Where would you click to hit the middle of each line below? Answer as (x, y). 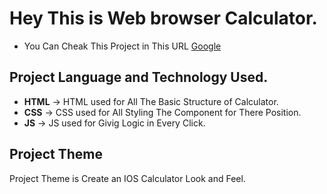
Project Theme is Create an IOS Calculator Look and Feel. (127, 178)
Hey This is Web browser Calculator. (163, 18)
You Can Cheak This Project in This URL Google (122, 46)
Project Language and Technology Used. (139, 77)
